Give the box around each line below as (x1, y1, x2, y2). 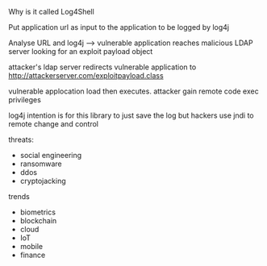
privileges (8, 95, 42, 104)
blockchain (19, 216, 57, 225)
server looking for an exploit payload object (8, 47, 153, 56)
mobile (19, 242, 43, 251)
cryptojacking (19, 177, 66, 185)
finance (19, 250, 46, 260)
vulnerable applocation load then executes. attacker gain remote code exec (8, 86, 260, 96)
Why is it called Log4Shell (8, 7, 94, 16)
